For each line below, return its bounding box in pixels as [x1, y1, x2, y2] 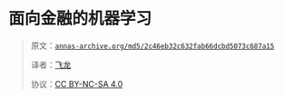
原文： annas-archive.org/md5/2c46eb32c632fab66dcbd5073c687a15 [30, 40, 275, 51]
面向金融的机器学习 [8, 8, 152, 29]
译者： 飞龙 [30, 59, 72, 70]
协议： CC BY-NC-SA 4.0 [30, 78, 123, 89]
